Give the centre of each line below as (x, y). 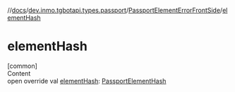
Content (19, 73)
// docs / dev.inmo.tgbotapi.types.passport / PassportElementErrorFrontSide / (115, 10)
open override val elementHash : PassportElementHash (87, 81)
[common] (22, 66)
